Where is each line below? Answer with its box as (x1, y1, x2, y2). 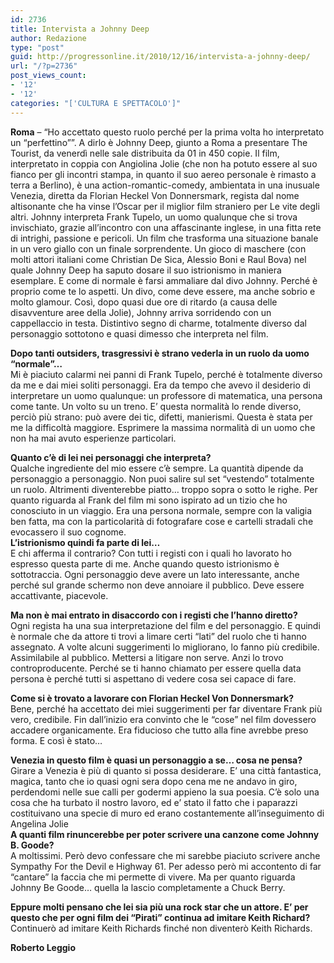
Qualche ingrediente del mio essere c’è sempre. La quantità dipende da (10, 462, 304, 474)
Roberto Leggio (10, 941, 76, 953)
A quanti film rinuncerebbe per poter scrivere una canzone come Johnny (10, 828, 320, 840)
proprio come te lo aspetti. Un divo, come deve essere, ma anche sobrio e (10, 285, 316, 297)
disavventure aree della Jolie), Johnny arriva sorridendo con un (10, 306, 272, 318)
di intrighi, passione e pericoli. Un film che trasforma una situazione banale (10, 232, 319, 244)
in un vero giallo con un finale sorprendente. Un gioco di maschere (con (10, 242, 307, 255)
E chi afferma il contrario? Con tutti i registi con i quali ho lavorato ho (10, 547, 292, 559)
